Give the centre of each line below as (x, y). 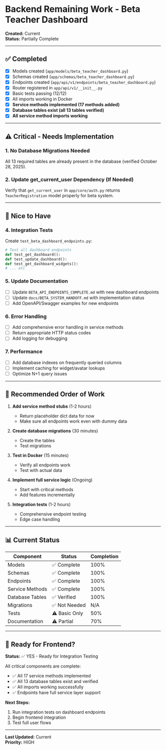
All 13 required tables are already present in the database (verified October (81, 161)
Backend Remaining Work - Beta (73, 9)
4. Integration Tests (29, 230)
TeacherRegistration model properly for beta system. (60, 196)
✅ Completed (26, 59)
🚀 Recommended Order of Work (55, 394)
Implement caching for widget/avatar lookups (59, 368)
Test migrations (36, 446)
